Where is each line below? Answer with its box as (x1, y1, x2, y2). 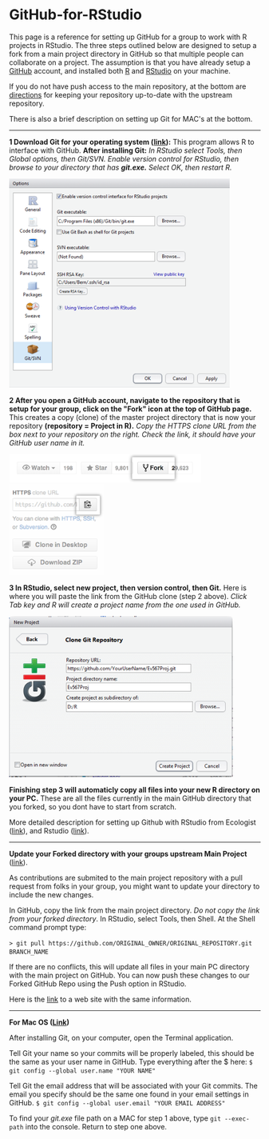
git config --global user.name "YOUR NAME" (9, 1066, 156, 1075)
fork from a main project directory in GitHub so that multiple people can (9, 49, 244, 58)
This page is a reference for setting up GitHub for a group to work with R (9, 32, 247, 42)
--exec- (224, 1114, 250, 1123)
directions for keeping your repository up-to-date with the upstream (9, 90, 232, 99)
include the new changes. (9, 889, 94, 899)
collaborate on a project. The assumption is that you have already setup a (9, 58, 251, 67)
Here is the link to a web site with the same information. (9, 994, 192, 1004)
